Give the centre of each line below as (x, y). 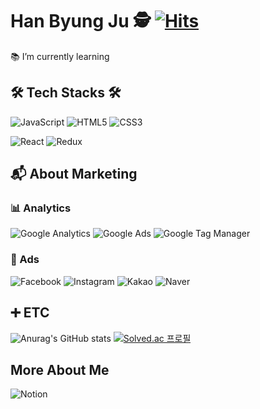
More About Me (60, 369)
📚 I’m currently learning (60, 56)
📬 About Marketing (74, 174)
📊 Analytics (41, 208)
